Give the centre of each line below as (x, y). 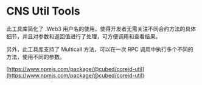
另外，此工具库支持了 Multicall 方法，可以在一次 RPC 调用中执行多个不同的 (100, 49)
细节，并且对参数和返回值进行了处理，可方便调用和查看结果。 (84, 36)
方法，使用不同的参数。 (36, 56)
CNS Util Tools (43, 11)
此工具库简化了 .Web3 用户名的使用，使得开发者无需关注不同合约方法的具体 (101, 29)
